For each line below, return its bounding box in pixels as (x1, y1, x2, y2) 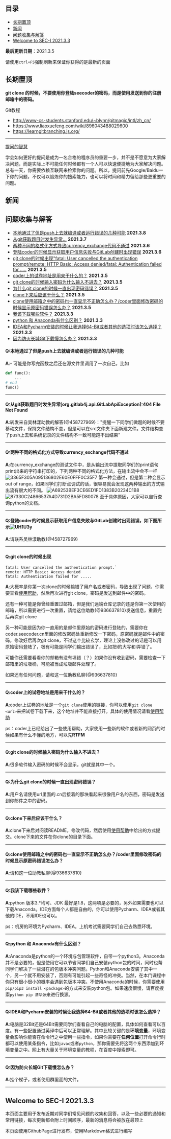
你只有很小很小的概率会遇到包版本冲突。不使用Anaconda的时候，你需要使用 (5, 979, 165, 985)
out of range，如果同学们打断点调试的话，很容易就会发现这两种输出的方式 (5, 480, 160, 486)
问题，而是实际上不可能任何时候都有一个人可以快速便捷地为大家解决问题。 (9, 160, 166, 167)
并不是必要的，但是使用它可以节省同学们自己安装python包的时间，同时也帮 (5, 959, 163, 965)
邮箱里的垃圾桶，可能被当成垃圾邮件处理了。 (5, 661, 99, 667)
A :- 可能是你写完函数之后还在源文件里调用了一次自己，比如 (5, 360, 129, 366)
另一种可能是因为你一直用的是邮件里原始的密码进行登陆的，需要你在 (5, 624, 148, 631)
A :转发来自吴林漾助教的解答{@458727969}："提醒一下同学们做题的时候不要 (5, 419, 165, 425)
